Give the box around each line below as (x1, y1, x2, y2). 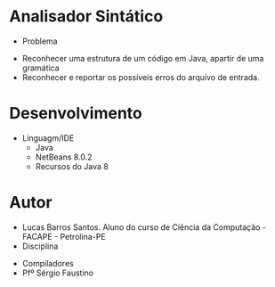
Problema (21, 36, 58, 46)
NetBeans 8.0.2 (35, 152, 93, 162)
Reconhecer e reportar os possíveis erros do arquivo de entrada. (21, 71, 260, 82)
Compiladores (21, 258, 74, 268)
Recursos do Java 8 (35, 160, 109, 171)
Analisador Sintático (9, 6, 164, 27)
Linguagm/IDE (21, 132, 75, 143)
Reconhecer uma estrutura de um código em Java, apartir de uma (21, 53, 264, 63)
